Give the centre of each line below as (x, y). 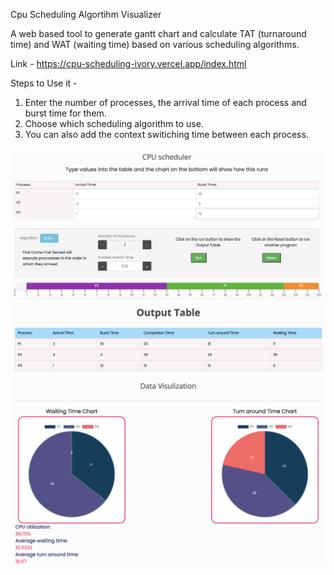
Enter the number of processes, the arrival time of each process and (165, 102)
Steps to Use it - (44, 83)
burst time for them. (65, 113)
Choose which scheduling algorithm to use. (114, 123)
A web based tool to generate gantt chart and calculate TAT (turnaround (158, 33)
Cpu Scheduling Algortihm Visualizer (86, 14)
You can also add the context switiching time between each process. (166, 134)
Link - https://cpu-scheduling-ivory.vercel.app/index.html (128, 63)
